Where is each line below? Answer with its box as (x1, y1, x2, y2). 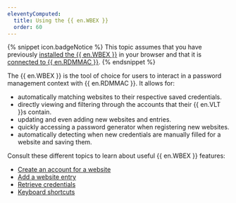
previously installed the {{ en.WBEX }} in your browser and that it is (7, 50, 202, 59)
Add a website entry (17, 173, 76, 181)
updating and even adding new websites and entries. (17, 115, 171, 124)
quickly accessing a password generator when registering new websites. (17, 123, 230, 132)
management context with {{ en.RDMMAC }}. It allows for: (7, 79, 175, 88)
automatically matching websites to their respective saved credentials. (17, 93, 222, 101)
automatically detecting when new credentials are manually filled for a (17, 130, 221, 139)
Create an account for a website (17, 166, 111, 174)
